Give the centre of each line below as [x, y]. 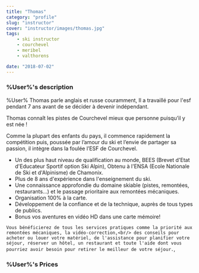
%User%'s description [40, 87]
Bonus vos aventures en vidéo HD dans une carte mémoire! [88, 217]
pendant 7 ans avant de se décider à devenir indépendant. [78, 106]
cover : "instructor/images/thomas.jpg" [56, 28]
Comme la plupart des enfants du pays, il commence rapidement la [88, 136]
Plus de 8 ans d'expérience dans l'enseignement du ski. [83, 179]
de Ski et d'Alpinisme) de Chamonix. [59, 172]
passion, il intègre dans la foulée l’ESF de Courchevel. [72, 148]
